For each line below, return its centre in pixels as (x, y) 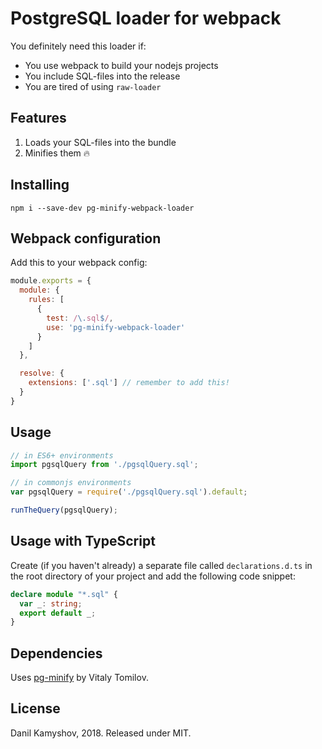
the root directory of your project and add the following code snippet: (153, 576)
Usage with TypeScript (83, 541)
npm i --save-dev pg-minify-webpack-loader (102, 208)
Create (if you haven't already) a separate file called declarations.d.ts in (161, 565)
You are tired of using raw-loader (93, 86)
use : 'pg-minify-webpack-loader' (116, 327)
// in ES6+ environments (62, 455)
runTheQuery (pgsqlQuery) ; (64, 510)
